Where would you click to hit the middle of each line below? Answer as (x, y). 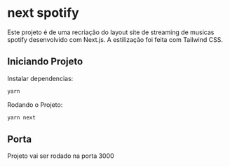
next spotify (43, 13)
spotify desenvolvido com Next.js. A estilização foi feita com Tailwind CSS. (115, 39)
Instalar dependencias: (40, 78)
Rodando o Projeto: (35, 104)
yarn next (22, 117)
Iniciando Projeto (45, 62)
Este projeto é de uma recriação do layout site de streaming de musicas (111, 32)
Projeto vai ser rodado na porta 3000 (61, 156)
